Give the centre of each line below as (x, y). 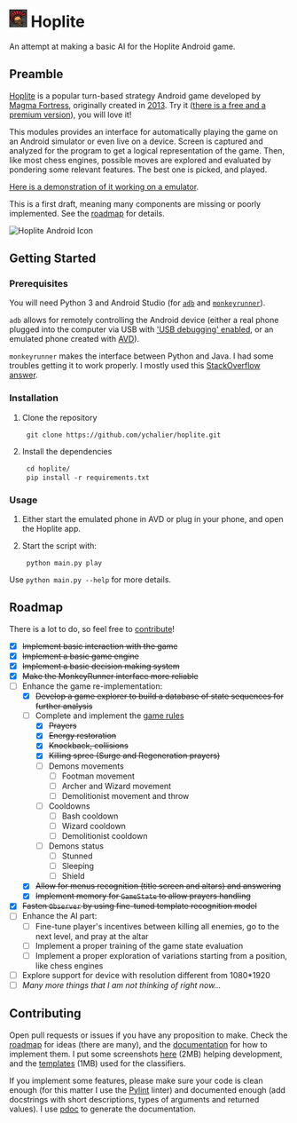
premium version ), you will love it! (70, 115)
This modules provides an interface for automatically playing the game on (144, 131)
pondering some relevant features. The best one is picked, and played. (138, 170)
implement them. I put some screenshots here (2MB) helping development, (146, 1054)
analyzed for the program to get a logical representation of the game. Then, (147, 150)
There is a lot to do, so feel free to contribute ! (92, 629)
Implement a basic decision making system (101, 666)
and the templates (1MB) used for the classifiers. (98, 1063)
